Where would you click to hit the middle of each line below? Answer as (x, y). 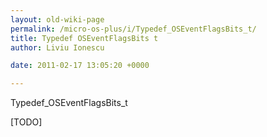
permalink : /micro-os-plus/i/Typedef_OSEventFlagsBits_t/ (133, 29)
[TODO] (26, 122)
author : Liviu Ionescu (57, 47)
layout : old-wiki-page (57, 19)
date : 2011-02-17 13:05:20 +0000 (80, 66)
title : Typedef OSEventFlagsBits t (84, 38)
